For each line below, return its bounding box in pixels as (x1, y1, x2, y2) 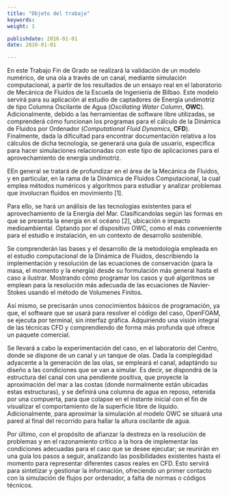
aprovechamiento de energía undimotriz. (7, 154, 122, 162)
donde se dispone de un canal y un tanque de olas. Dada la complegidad (7, 351, 213, 360)
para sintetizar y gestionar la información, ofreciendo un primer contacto (7, 467, 212, 475)
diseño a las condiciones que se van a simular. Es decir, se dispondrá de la (7, 366, 217, 374)
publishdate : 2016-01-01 (7, 35, 78, 42)
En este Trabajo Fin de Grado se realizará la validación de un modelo (7, 67, 200, 75)
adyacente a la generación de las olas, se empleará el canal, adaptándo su (7, 359, 217, 367)
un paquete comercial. (7, 330, 70, 339)
